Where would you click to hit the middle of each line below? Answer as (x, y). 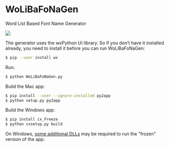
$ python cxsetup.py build (34, 124)
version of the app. (25, 139)
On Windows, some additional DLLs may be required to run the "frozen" (81, 134)
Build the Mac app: (25, 86)
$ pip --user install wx (32, 57)
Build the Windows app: (30, 110)
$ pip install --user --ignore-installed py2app (58, 96)
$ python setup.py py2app (33, 100)
